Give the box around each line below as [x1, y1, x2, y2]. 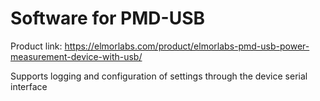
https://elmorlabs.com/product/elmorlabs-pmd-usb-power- [64, 40, 310, 52]
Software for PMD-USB [10, 7, 206, 30]
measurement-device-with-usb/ [10, 50, 143, 62]
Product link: [10, 40, 63, 52]
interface [10, 80, 48, 92]
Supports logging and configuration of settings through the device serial [10, 70, 308, 82]
